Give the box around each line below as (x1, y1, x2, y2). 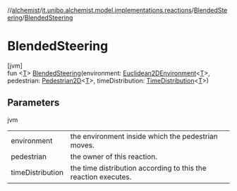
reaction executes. (70, 172, 132, 182)
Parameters (7, 97, 60, 109)
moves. (70, 140, 95, 150)
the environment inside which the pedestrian (70, 131, 219, 141)
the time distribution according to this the (70, 163, 207, 173)
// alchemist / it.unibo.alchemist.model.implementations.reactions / (7, 6, 194, 14)
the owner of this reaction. (70, 152, 157, 161)
